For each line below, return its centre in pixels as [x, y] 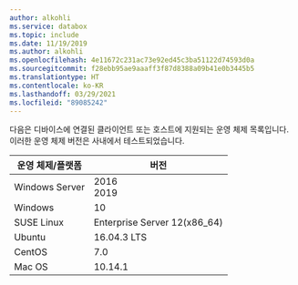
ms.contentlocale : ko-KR [57, 86]
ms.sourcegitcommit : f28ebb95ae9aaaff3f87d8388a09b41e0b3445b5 [132, 69]
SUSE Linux [39, 222]
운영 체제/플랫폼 [49, 166]
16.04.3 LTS [120, 238]
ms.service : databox [49, 26]
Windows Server [49, 188]
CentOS [31, 252]
